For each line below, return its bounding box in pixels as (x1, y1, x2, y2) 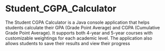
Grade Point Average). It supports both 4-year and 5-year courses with (5, 30, 153, 36)
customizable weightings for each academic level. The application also (5, 35, 152, 41)
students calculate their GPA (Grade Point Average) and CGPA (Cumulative (5, 24, 160, 30)
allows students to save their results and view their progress (5, 40, 130, 46)
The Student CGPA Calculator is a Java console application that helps (5, 19, 150, 25)
